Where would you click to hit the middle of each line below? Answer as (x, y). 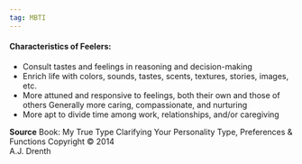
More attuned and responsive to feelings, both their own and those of (151, 95)
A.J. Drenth (30, 150)
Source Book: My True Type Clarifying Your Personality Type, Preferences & (151, 132)
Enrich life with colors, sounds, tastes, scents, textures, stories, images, (156, 76)
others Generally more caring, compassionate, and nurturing (135, 105)
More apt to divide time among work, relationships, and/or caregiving (151, 114)
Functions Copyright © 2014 (62, 141)
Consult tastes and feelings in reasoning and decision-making (137, 66)
